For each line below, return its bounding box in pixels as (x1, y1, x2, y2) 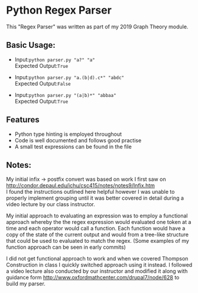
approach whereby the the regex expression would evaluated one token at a (6, 219, 191, 226)
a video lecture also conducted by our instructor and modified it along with (6, 268, 188, 275)
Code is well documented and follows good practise (14, 136, 142, 144)
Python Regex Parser (6, 4, 112, 17)
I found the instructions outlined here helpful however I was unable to (6, 188, 175, 196)
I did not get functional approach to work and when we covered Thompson (6, 255, 189, 262)
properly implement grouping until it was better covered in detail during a (6, 194, 184, 201)
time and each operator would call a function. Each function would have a (6, 225, 186, 232)
